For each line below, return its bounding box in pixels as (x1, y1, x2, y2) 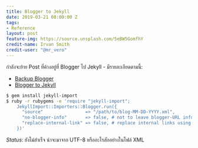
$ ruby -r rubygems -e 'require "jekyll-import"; (6, 98, 131, 104)
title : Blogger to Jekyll (6, 8, 70, 15)
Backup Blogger (14, 75, 54, 82)
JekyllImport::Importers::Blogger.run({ (16, 104, 117, 110)
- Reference (6, 25, 35, 31)
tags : (6, 19, 19, 25)
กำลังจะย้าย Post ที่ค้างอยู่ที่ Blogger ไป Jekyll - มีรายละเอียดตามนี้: (6, 63, 143, 70)
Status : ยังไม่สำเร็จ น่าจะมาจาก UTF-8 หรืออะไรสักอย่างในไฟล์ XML (6, 136, 144, 143)
